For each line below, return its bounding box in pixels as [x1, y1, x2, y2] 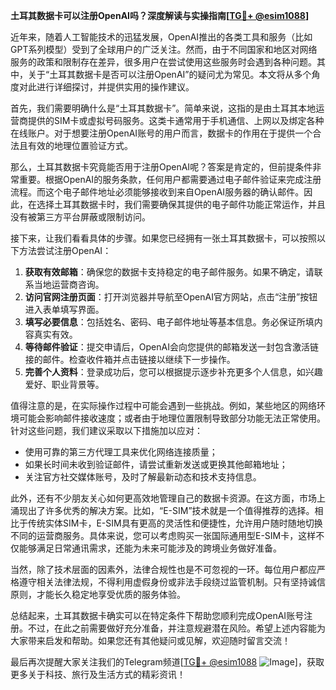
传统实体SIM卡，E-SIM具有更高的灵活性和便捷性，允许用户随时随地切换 [27, 517, 323, 529]
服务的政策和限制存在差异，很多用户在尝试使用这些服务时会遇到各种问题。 [10, 56, 317, 68]
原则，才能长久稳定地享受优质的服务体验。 [10, 589, 186, 600]
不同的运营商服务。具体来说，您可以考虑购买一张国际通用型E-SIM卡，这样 [10, 530, 317, 541]
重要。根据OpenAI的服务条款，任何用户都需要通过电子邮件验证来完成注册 [18, 174, 322, 185]
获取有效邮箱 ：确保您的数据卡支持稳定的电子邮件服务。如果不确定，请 [24, 266, 315, 278]
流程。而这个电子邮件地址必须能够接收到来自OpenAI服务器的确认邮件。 [10, 186, 305, 198]
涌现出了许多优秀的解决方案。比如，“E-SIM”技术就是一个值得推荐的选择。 [10, 505, 315, 516]
